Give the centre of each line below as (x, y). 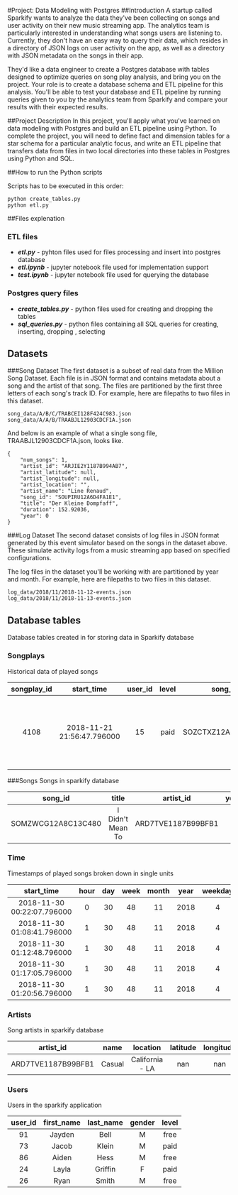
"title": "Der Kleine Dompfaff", (69, 503)
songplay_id (32, 689)
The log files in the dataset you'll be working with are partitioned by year (113, 572)
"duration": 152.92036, (55, 510)
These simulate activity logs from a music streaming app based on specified (119, 550)
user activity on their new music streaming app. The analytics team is (109, 25)
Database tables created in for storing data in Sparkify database (101, 638)
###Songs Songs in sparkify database (63, 780)
